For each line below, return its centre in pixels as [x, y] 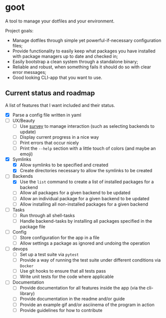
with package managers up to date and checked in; [65, 56]
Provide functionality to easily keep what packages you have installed [84, 51]
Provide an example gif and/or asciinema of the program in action [87, 305]
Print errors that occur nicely [49, 143]
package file [33, 227]
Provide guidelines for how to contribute [61, 310]
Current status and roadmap [50, 93]
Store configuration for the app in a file [60, 237]
